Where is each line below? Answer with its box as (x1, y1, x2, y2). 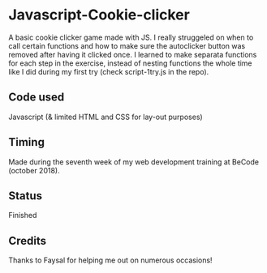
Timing (8, 135, 45, 149)
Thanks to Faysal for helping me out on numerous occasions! (8, 255, 213, 265)
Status (8, 189, 43, 203)
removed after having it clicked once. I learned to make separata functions (8, 49, 257, 59)
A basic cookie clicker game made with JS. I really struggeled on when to (8, 32, 254, 42)
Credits (8, 233, 47, 248)
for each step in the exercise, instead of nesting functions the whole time (8, 58, 253, 68)
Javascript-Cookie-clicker (8, 6, 191, 24)
